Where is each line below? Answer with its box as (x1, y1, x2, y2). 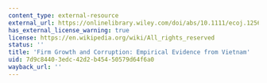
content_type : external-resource (8, 11, 119, 20)
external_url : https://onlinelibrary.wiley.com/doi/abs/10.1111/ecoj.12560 (8, 19, 265, 27)
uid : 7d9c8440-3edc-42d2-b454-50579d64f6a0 (8, 56, 155, 64)
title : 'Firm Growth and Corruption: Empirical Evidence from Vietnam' (8, 48, 250, 56)
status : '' (8, 41, 44, 49)
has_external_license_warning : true (8, 26, 130, 34)
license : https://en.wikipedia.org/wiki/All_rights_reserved (8, 33, 215, 42)
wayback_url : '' (8, 63, 62, 71)
